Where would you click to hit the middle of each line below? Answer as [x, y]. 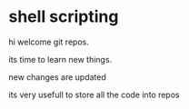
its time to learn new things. [60, 59]
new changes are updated [57, 77]
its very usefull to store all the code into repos [94, 94]
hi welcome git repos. [49, 42]
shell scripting [64, 17]
